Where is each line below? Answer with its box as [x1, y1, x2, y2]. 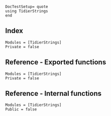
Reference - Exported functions [5, 58, 106, 67]
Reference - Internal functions [5, 89, 102, 98]
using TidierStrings [5, 9, 49, 14]
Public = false [5, 107, 37, 112]
